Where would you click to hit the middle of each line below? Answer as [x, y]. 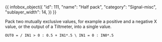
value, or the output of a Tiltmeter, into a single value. [58, 27]
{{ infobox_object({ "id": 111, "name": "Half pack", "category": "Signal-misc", [81, 7]
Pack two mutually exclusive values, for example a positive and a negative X [81, 21]
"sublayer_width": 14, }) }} [31, 12]
